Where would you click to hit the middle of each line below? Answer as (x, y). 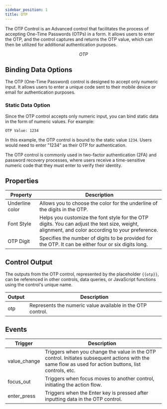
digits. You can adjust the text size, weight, (89, 224)
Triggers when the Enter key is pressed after (97, 393)
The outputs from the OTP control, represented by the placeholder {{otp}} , (82, 274)
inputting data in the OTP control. (83, 399)
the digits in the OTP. (64, 210)
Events (16, 329)
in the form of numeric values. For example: (50, 121)
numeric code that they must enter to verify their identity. (64, 165)
